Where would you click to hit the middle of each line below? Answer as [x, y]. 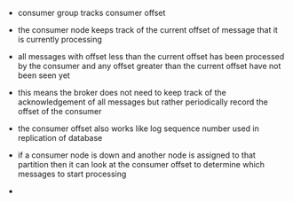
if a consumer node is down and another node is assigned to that [136, 155]
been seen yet [44, 75]
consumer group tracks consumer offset [91, 13]
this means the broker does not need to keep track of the [122, 93]
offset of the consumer [59, 111]
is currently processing [59, 39]
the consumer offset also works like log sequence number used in [139, 128]
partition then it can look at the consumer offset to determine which [141, 164]
